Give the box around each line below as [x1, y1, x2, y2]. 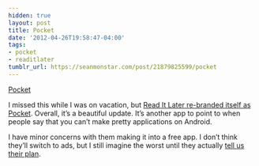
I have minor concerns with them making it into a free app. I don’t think [8, 132, 238, 141]
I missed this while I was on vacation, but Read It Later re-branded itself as [8, 100, 251, 109]
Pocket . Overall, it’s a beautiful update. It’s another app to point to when [8, 108, 241, 118]
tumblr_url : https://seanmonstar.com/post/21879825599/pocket [8, 63, 217, 71]
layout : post [8, 19, 51, 27]
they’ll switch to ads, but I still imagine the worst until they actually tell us [8, 140, 245, 150]
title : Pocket [8, 26, 55, 34]
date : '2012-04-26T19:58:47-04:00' [8, 33, 126, 42]
